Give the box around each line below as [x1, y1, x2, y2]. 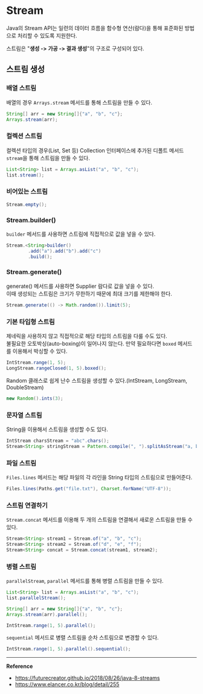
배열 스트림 [6, 84, 37, 92]
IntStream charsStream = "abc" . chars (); [6, 438, 110, 444]
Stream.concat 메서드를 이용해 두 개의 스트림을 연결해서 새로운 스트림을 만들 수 [6, 516, 193, 524]
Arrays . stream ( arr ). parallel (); [6, 611, 88, 617]
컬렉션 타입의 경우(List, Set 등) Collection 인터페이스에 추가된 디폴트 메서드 [6, 146, 184, 154]
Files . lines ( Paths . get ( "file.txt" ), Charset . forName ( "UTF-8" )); [6, 485, 172, 491]
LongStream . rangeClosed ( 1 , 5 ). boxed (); [6, 365, 107, 371]
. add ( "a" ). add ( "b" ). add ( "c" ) [28, 248, 101, 254]
